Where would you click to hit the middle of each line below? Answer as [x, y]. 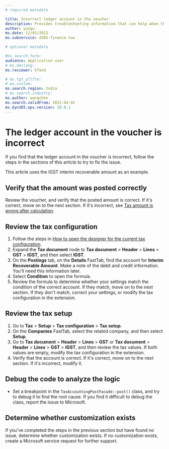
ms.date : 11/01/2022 [27, 33]
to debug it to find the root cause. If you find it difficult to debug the [82, 397]
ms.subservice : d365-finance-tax [40, 38]
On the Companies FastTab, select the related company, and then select [88, 331]
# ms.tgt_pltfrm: [23, 79]
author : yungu [20, 28]
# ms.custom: [19, 84]
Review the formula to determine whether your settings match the [80, 282]
